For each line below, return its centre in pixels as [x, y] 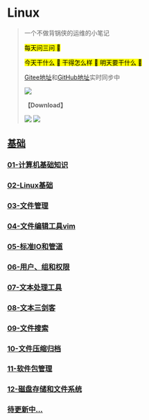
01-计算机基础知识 [38, 165]
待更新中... [25, 410]
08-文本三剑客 [32, 307]
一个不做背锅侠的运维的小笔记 [67, 33]
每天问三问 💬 [42, 47]
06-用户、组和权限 [38, 267]
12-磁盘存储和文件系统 [45, 389]
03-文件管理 [28, 206]
